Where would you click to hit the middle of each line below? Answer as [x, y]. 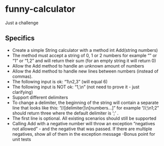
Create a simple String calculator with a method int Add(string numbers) [85, 50]
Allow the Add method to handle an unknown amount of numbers [78, 66]
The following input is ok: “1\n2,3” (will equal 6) [60, 81]
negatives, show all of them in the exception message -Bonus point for [84, 134]
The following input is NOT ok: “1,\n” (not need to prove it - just [76, 87]
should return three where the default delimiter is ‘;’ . [65, 113]
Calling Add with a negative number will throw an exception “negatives [84, 123]
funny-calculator [40, 9]
